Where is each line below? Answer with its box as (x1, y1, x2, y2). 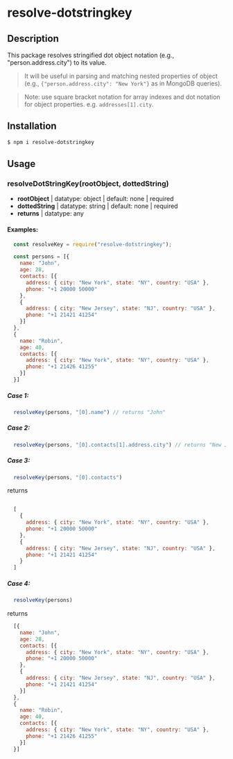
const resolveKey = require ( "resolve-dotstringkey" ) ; (13, 241, 172, 248)
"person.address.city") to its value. (7, 58, 107, 67)
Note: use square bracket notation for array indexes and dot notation (24, 93, 221, 101)
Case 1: (7, 391, 29, 399)
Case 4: (7, 579, 31, 587)
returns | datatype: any (17, 209, 85, 218)
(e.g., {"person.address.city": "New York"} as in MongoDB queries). (24, 79, 222, 88)
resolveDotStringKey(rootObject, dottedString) (7, 179, 169, 189)
